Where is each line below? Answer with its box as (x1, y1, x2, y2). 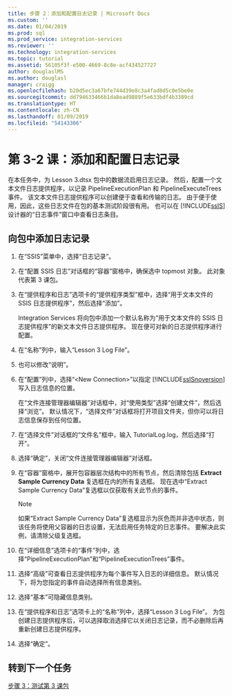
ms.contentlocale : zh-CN (8, 107, 79, 114)
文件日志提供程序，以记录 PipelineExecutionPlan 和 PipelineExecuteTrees (13, 184, 222, 193)
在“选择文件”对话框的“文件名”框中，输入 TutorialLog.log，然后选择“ (17, 431, 209, 439)
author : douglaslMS (8, 68, 64, 75)
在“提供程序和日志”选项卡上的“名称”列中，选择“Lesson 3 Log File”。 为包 (17, 607, 225, 616)
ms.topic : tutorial (8, 55, 64, 62)
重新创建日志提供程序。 (17, 625, 85, 634)
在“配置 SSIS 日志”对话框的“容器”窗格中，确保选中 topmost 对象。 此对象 (17, 267, 225, 276)
